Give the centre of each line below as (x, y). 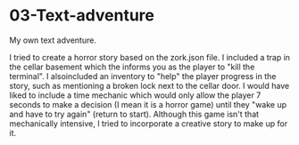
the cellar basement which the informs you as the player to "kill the (132, 67)
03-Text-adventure (82, 16)
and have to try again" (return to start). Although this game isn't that (134, 114)
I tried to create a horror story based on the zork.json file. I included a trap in (150, 57)
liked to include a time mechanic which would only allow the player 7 (135, 95)
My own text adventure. (53, 40)
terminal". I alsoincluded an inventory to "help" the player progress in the (143, 76)
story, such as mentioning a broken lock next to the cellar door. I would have (149, 85)
